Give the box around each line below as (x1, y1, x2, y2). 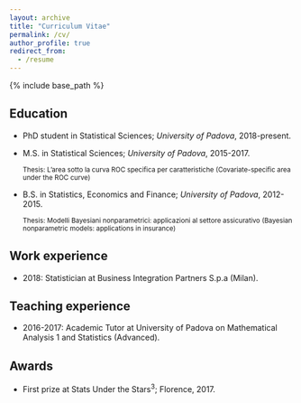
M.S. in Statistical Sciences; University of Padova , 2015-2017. (22, 147, 251, 158)
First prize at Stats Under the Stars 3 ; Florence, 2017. (22, 382, 216, 394)
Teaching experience (9, 299, 131, 314)
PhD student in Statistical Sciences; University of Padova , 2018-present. (22, 130, 291, 141)
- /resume (17, 55, 54, 64)
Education (9, 106, 68, 122)
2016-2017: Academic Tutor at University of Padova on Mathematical (22, 323, 278, 333)
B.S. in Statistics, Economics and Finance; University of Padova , (22, 189, 261, 200)
